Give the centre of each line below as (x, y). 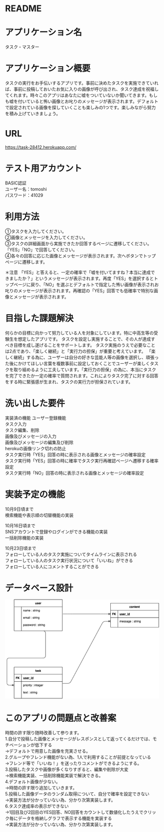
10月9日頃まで (20, 509)
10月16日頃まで (20, 525)
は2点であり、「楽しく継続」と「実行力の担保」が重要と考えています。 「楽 (80, 351)
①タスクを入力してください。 (36, 231)
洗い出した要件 (35, 403)
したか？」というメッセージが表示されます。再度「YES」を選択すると (84, 278)
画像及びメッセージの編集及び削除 (39, 442)
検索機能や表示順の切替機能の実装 (39, 515)
